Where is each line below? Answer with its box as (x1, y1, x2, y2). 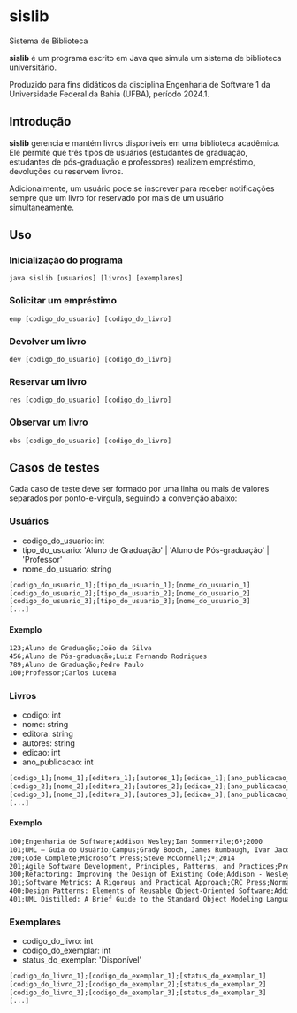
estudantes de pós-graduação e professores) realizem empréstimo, (9, 157, 256, 167)
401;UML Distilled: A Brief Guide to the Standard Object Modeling (9, 895, 263, 904)
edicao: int (21, 748, 61, 758)
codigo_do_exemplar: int (21, 945, 111, 956)
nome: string (21, 719, 69, 730)
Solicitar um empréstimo (9, 295, 118, 307)
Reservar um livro (9, 375, 87, 388)
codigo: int (21, 710, 62, 720)
